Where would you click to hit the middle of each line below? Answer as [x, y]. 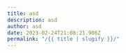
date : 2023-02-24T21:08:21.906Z [54, 33]
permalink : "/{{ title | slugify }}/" [63, 39]
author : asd [24, 26]
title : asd [23, 13]
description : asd [32, 20]
